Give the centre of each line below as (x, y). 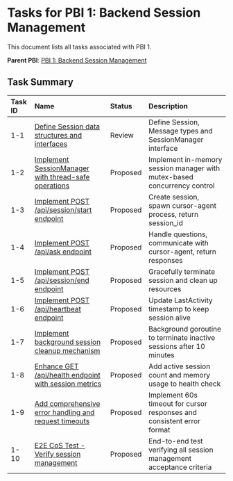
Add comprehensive (67, 403)
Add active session (180, 366)
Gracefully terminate (182, 271)
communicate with (179, 243)
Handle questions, (178, 234)
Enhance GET (57, 366)
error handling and (64, 412)
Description (169, 106)
